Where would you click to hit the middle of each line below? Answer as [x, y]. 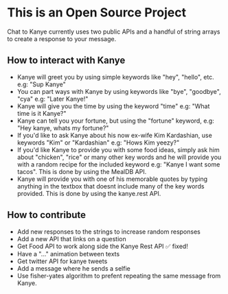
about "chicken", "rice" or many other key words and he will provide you [119, 157]
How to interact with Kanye [66, 61]
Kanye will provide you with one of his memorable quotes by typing [112, 179]
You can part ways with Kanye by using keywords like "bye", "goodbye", [119, 91]
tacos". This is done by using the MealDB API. [82, 171]
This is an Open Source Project [97, 13]
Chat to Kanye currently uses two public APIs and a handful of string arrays [114, 32]
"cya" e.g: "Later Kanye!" [53, 99]
